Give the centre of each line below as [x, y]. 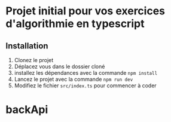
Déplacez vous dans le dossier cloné [59, 66]
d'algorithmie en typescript [75, 24]
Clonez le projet [34, 60]
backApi [27, 110]
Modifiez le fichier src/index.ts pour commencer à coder [85, 86]
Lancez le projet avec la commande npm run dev [74, 79]
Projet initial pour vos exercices [85, 11]
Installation [27, 46]
